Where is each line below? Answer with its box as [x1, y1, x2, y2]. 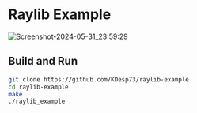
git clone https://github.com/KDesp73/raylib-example [8, 75, 190, 84]
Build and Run [8, 55, 78, 68]
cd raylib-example [8, 83, 69, 91]
